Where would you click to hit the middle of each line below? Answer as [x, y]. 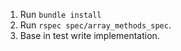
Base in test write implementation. [89, 35]
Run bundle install [60, 14]
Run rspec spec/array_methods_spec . [95, 25]
